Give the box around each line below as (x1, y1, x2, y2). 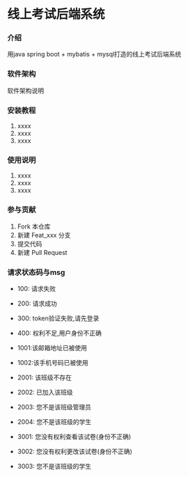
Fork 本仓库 (17, 222, 51, 230)
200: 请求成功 (17, 299, 57, 307)
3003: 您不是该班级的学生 (17, 462, 92, 470)
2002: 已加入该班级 (17, 388, 73, 396)
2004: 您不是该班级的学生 (17, 417, 92, 425)
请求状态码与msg (7, 267, 65, 277)
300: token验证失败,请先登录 (17, 314, 100, 322)
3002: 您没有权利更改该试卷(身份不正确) (17, 447, 132, 455)
